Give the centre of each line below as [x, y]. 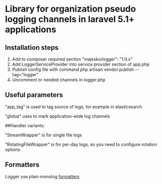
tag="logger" [25, 75]
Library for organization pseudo [71, 9]
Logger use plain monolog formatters [42, 176]
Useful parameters [34, 95]
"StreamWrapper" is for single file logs [44, 135]
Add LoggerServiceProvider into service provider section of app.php [81, 64]
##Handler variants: [25, 125]
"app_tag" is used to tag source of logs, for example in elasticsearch [74, 107]
